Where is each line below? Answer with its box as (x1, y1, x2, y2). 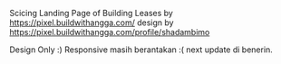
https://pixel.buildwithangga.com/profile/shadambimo (9, 27, 210, 37)
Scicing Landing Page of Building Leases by (9, 8, 174, 18)
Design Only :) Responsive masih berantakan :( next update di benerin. (9, 44, 274, 55)
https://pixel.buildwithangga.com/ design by (9, 17, 174, 28)
